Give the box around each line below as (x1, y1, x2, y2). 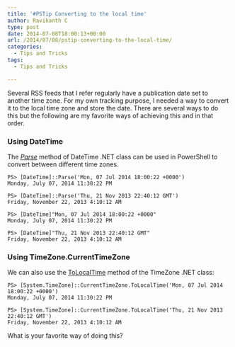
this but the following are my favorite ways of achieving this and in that (7, 111, 214, 120)
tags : (7, 57, 23, 64)
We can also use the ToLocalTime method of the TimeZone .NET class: (7, 268, 214, 277)
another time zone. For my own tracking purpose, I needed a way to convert (7, 96, 229, 105)
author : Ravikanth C (7, 17, 69, 24)
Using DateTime (7, 136, 64, 146)
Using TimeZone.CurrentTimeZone (7, 252, 131, 262)
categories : (7, 43, 42, 50)
